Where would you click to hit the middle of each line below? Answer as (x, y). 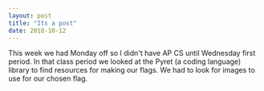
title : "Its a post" (43, 23)
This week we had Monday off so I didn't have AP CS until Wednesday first (132, 53)
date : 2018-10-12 (37, 30)
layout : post (30, 16)
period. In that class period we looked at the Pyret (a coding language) (125, 61)
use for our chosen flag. (48, 79)
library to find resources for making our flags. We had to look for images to (132, 70)
